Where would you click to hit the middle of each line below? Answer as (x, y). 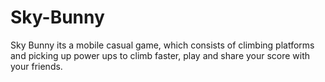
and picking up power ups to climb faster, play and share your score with (160, 55)
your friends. (36, 66)
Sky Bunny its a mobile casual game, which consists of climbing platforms (162, 45)
